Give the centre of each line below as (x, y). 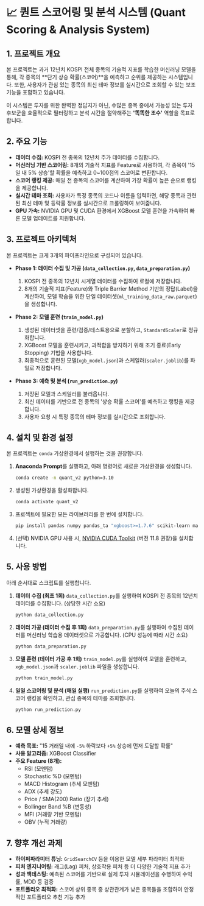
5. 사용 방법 (27, 567)
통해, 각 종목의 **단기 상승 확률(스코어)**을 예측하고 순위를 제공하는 (87, 77)
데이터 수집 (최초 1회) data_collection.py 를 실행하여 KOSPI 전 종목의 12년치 (107, 595)
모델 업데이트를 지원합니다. (54, 218)
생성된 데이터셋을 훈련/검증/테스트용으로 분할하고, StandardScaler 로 (105, 330)
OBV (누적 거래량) (46, 822)
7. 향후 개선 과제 (34, 843)
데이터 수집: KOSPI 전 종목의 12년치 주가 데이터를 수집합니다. (87, 157)
